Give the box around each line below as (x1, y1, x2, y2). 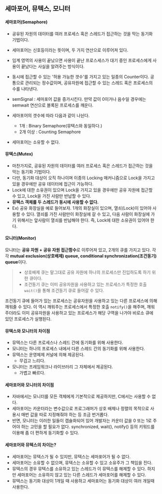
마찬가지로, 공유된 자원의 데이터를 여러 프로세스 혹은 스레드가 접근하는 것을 (12, 163, 153, 169)
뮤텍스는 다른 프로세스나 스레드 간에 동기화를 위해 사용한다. (12, 340, 123, 345)
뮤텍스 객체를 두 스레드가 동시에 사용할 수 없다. (12, 199, 99, 205)
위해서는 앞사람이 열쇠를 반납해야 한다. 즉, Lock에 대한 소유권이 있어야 (17, 217, 149, 223)
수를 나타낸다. (12, 86, 39, 92)
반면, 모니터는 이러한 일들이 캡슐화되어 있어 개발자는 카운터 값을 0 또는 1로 (12, 418, 152, 424)
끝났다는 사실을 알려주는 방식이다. (21, 63, 85, 69)
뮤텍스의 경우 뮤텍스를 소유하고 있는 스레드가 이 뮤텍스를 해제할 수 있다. (12, 465, 147, 471)
